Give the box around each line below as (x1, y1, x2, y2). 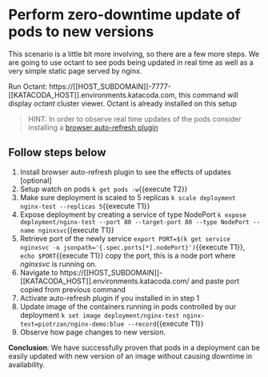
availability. (8, 359, 46, 369)
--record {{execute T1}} (127, 319, 204, 328)
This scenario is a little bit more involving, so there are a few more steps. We (8, 49, 260, 58)
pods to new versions (8, 22, 154, 41)
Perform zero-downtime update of (8, 6, 242, 24)
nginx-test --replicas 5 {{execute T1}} (19, 201, 150, 211)
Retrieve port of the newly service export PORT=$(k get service (19, 234, 230, 243)
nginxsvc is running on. (19, 259, 98, 269)
